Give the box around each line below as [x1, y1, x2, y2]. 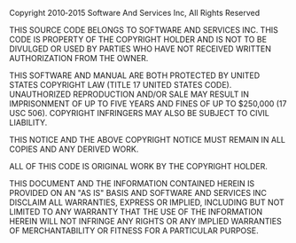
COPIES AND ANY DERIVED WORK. [9, 144, 139, 154]
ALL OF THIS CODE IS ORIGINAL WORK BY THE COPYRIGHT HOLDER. [9, 161, 269, 171]
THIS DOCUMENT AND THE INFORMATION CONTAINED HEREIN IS [9, 178, 255, 189]
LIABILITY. [9, 117, 48, 128]
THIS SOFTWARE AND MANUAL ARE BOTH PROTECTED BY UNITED [9, 70, 261, 81]
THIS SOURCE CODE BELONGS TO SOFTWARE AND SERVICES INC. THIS [9, 25, 279, 35]
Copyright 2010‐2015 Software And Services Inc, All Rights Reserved [9, 8, 261, 18]
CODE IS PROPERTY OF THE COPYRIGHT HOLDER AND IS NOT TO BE [9, 35, 268, 44]
